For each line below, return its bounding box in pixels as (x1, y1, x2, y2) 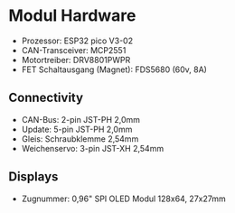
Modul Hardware (8, 5, 136, 26)
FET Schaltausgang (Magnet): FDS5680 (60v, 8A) (21, 64, 207, 75)
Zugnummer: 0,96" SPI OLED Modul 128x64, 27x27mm (21, 193, 227, 204)
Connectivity (8, 90, 83, 106)
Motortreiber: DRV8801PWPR (21, 54, 131, 65)
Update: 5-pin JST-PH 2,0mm (21, 124, 133, 134)
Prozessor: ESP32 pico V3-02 (21, 35, 133, 46)
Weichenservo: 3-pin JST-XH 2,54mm (21, 143, 164, 153)
